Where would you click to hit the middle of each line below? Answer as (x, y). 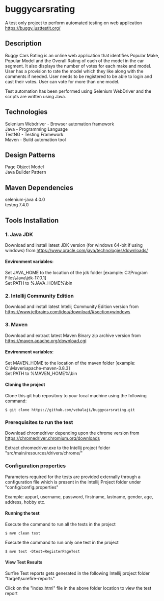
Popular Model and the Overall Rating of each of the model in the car (75, 61)
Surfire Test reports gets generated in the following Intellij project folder (77, 573)
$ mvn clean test (23, 533)
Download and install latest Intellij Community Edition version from (72, 306)
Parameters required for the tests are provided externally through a (73, 477)
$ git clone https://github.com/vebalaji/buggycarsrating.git (70, 410)
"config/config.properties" (32, 487)
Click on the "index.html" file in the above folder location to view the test (78, 588)
